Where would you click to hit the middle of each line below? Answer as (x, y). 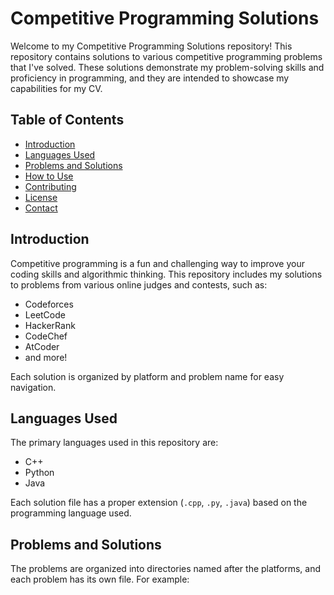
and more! (46, 357)
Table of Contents (67, 120)
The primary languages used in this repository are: (114, 443)
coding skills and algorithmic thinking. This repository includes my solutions (166, 274)
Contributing (50, 186)
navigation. (33, 387)
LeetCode (45, 314)
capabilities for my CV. (56, 88)
